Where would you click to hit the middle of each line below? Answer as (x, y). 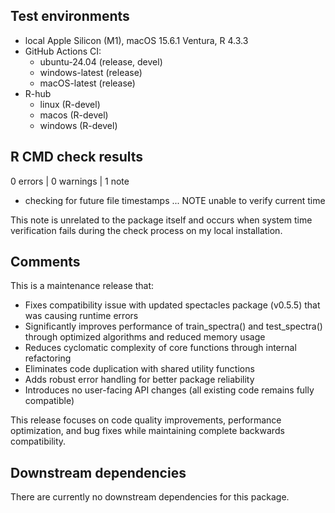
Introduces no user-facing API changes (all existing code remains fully (169, 390)
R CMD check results (77, 157)
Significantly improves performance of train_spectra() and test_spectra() (173, 326)
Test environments (70, 16)
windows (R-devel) (78, 125)
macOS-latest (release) (87, 83)
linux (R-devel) (70, 104)
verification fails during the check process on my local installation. (146, 230)
